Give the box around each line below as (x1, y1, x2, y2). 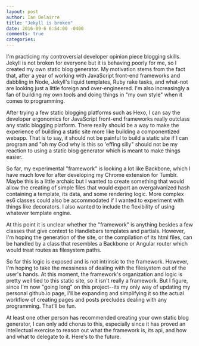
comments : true (6, 31, 44, 37)
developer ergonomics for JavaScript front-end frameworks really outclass (6, 115, 190, 123)
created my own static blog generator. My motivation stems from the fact (6, 66, 186, 72)
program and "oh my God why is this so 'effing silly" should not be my (6, 141, 178, 148)
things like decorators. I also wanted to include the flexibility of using (6, 203, 175, 210)
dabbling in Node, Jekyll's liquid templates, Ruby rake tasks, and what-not (6, 78, 188, 85)
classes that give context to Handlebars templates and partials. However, (6, 228, 186, 234)
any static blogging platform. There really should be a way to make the (6, 122, 179, 128)
